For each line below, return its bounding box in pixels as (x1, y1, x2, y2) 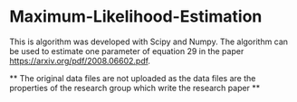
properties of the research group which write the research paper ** (9, 82, 261, 93)
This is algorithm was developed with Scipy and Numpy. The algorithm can (9, 36, 288, 47)
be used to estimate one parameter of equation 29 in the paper (9, 45, 244, 56)
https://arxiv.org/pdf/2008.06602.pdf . (9, 55, 151, 66)
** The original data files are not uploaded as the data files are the (9, 72, 256, 83)
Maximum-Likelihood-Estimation (9, 6, 263, 27)
